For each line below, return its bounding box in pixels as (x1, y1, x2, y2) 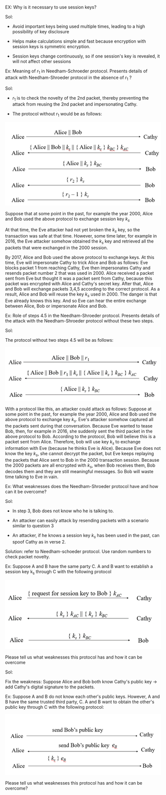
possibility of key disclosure (12, 29, 69, 34)
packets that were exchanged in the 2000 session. (5, 245, 108, 251)
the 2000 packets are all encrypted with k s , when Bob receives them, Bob (5, 462, 156, 469)
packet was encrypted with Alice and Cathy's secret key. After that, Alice (5, 281, 154, 287)
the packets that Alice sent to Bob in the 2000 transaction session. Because (5, 457, 160, 463)
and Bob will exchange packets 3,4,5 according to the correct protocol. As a (5, 286, 160, 292)
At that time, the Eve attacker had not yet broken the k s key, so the (5, 227, 140, 234)
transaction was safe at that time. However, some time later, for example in (5, 233, 157, 239)
